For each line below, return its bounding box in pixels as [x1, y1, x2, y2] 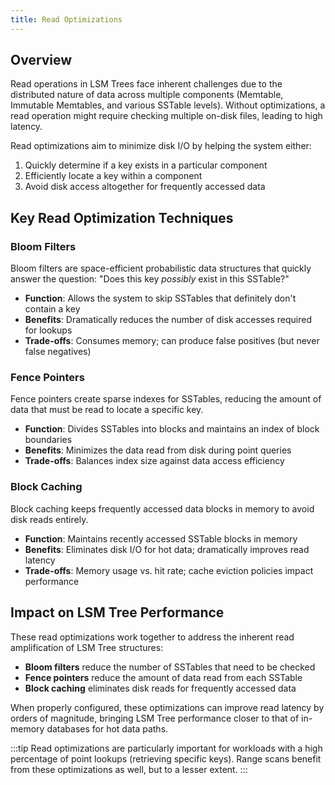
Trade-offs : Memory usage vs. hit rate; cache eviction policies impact [24, 564, 314, 576]
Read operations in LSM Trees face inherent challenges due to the [10, 78, 283, 90]
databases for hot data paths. [46, 722, 169, 735]
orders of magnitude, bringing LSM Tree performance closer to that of [10, 712, 300, 724]
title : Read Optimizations [10, 14, 123, 25]
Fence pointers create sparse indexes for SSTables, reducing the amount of [10, 393, 322, 405]
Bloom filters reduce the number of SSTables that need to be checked [24, 661, 316, 673]
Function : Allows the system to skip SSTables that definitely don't [24, 292, 297, 305]
